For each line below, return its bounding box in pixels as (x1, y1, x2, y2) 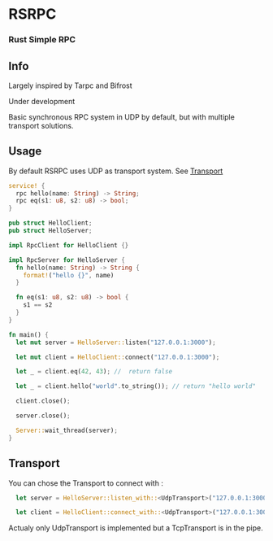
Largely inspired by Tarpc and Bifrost (8, 81, 132, 90)
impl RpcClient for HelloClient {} (8, 241, 129, 249)
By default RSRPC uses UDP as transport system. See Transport (8, 166, 223, 176)
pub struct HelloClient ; (8, 219, 93, 228)
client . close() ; (15, 397, 71, 405)
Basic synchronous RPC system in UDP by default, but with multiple (8, 111, 236, 122)
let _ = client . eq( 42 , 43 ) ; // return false (15, 368, 173, 376)
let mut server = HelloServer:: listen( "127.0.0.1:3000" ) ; (15, 338, 217, 347)
